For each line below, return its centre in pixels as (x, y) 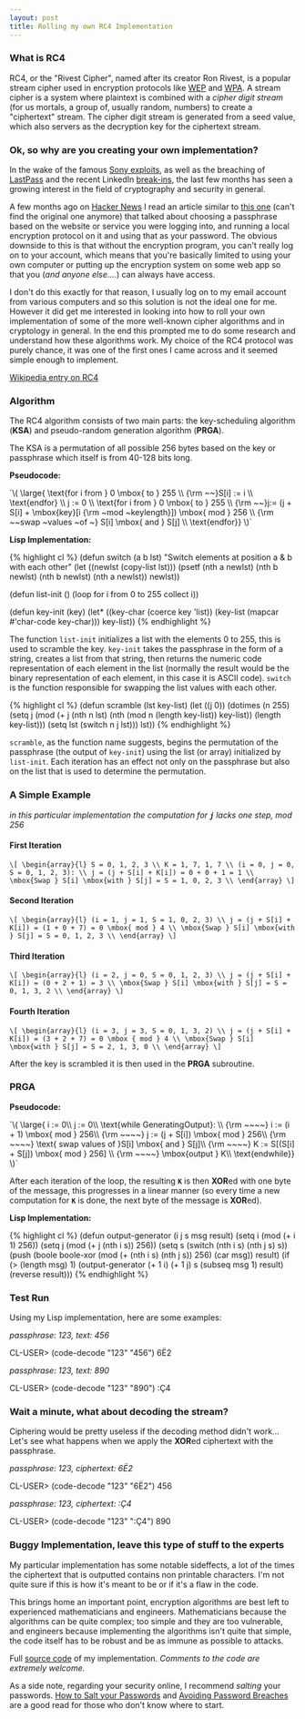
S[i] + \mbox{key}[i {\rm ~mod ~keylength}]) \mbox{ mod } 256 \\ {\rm (142, 513)
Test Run (30, 1297)
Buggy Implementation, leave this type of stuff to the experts (147, 1545)
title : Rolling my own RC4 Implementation (91, 26)
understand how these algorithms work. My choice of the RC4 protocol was (152, 341)
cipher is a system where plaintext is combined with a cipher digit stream (147, 97)
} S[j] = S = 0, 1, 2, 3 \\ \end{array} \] (93, 936)
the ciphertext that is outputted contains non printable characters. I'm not (147, 1574)
